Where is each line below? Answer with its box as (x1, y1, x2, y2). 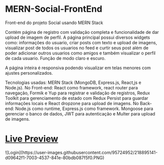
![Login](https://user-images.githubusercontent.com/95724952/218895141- (5, 149, 158, 155)
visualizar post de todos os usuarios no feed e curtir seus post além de (5, 45, 149, 51)
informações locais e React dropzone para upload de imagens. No (5, 100, 139, 106)
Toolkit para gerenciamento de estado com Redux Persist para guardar (5, 95, 149, 101)
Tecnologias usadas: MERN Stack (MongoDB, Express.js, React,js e (5, 80, 141, 85)
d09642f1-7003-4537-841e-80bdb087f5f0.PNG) (5, 155, 105, 161)
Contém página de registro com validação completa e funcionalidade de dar (5, 29, 159, 35)
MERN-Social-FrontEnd (5, 3, 103, 15)
